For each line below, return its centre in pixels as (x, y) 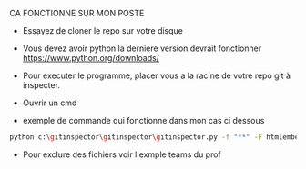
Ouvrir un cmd (50, 103)
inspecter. (41, 85)
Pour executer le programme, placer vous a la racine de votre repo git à (157, 75)
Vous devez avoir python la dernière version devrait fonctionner (142, 48)
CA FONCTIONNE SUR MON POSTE (77, 13)
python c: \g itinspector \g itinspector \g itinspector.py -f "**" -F (136, 137)
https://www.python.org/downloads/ (91, 58)
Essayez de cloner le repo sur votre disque (103, 30)
